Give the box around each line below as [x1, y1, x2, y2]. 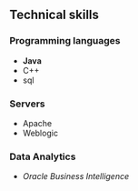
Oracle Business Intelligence [22, 171, 130, 182]
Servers [9, 97, 45, 110]
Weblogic [22, 127, 59, 138]
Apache [22, 117, 53, 128]
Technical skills [9, 7, 100, 23]
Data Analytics [9, 150, 76, 163]
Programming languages [9, 35, 121, 47]
